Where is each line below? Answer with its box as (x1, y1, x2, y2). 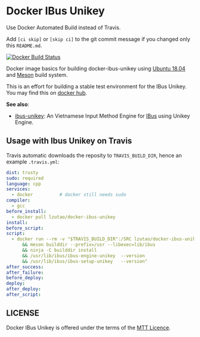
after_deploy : (6, 286, 42, 292)
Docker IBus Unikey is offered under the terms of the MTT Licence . (6, 324, 171, 331)
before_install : (6, 208, 46, 214)
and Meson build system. (6, 71, 68, 78)
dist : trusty (6, 169, 39, 175)
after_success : (6, 264, 44, 270)
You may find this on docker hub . (6, 89, 87, 96)
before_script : (6, 225, 44, 231)
